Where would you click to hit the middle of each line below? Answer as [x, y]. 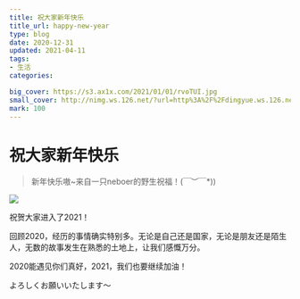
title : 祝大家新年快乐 [47, 17]
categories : [31, 76]
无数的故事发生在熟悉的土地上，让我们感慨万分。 [115, 247]
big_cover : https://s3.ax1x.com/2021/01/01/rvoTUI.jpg [113, 91]
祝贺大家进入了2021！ [50, 217]
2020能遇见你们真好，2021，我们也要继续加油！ [98, 266]
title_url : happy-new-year [59, 26]
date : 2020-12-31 [42, 42]
